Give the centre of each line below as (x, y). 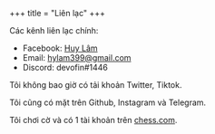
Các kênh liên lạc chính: (54, 30)
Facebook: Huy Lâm (60, 48)
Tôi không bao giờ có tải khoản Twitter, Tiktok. (96, 85)
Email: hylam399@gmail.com (77, 57)
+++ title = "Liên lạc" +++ (58, 13)
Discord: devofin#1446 (65, 67)
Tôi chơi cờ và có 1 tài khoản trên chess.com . (93, 120)
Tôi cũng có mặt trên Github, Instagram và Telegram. (108, 102)
